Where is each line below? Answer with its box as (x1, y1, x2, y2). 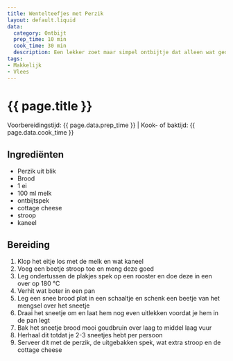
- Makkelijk (7, 62, 42, 69)
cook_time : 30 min (13, 42, 67, 49)
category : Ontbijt (13, 29, 67, 37)
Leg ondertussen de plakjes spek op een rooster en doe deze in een (17, 272, 213, 280)
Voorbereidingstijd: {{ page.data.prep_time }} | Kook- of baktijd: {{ (7, 121, 196, 129)
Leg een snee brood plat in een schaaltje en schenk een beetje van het (17, 294, 221, 303)
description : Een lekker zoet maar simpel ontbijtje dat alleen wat (13, 49, 216, 56)
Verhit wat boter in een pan (17, 287, 96, 295)
